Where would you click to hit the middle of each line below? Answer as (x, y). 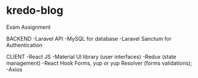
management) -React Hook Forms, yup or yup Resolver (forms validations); (99, 63)
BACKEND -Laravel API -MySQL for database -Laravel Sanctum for (89, 38)
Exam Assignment (28, 27)
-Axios (14, 69)
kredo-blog (35, 10)
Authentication (24, 45)
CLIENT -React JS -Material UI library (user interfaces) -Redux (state (91, 56)
